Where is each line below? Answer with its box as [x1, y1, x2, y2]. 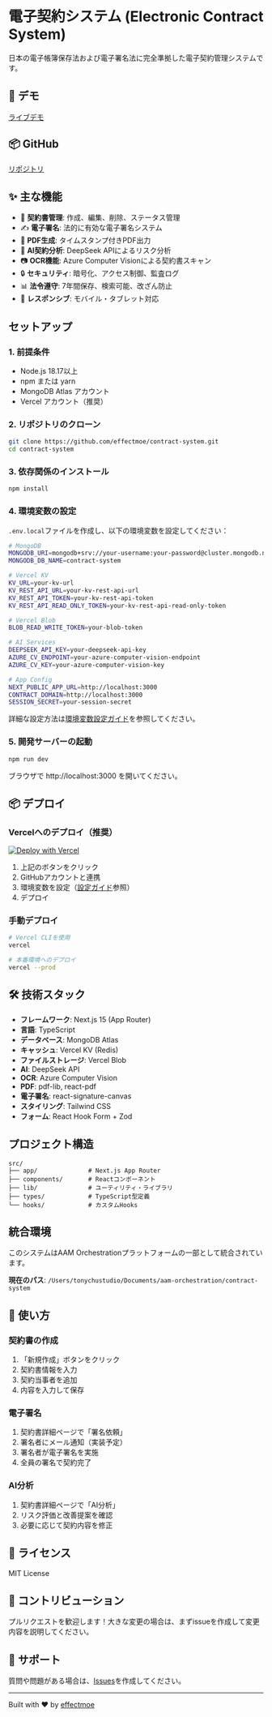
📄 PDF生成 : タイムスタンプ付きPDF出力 [19, 236, 151, 246]
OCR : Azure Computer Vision [19, 1073, 117, 1082]
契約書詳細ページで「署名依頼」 [19, 1428, 127, 1437]
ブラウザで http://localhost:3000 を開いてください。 [8, 771, 182, 781]
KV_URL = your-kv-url [8, 579, 74, 588]
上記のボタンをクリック [19, 863, 99, 872]
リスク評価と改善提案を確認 [19, 1509, 113, 1520]
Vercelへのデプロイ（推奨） [8, 826, 117, 837]
